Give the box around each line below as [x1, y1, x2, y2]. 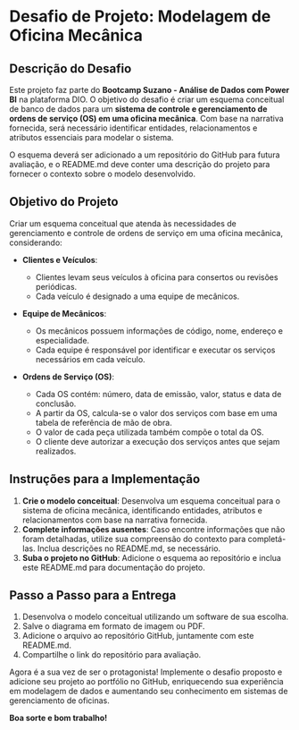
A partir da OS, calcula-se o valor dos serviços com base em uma [35, 407, 278, 418]
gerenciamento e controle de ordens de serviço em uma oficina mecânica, [9, 227, 284, 238]
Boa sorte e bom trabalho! [9, 713, 108, 724]
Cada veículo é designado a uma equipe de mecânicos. [35, 291, 240, 301]
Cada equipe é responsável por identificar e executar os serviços [35, 344, 276, 355]
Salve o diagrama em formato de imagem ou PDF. [21, 621, 205, 632]
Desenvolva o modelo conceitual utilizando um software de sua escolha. [21, 611, 289, 623]
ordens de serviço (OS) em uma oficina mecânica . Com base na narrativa [9, 114, 284, 123]
